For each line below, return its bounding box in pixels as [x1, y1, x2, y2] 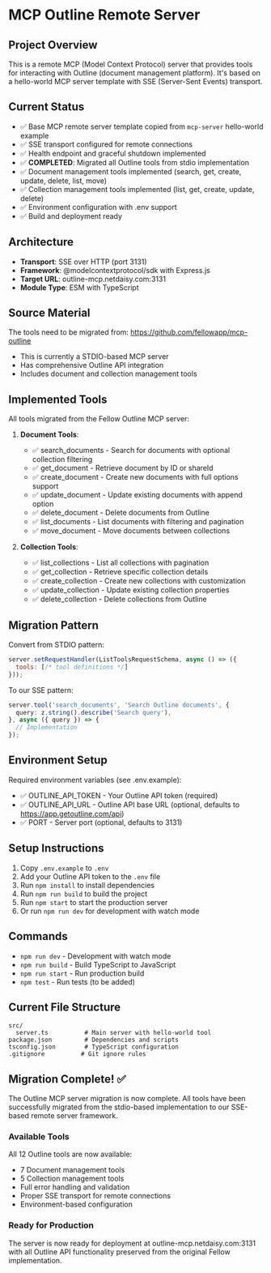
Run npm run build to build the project [19, 889, 148, 899]
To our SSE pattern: [8, 685, 74, 694]
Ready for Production [8, 1220, 95, 1231]
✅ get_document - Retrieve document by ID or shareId [32, 463, 214, 473]
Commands [8, 929, 69, 943]
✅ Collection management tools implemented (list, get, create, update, [19, 184, 255, 194]
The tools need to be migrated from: [8, 327, 129, 337]
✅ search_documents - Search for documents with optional [32, 446, 231, 455]
